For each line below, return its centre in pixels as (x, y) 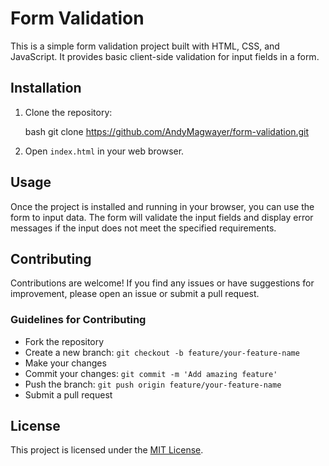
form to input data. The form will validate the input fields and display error (162, 217)
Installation (46, 88)
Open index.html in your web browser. (104, 151)
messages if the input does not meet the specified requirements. (143, 228)
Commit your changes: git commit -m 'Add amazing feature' (151, 373)
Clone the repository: (68, 112)
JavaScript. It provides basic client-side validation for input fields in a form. (165, 56)
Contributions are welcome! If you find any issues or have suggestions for (162, 283)
